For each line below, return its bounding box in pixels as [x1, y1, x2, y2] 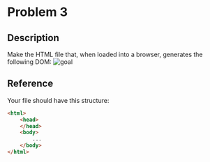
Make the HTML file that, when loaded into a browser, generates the [7, 50, 203, 58]
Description [7, 32, 59, 44]
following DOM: [7, 58, 52, 66]
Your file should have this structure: [7, 96, 110, 104]
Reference [7, 78, 54, 90]
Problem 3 [7, 4, 68, 20]
